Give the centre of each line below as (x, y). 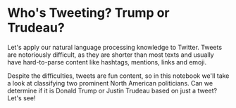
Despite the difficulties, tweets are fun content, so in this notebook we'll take (118, 76)
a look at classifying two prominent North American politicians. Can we (110, 83)
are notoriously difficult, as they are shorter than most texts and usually (111, 55)
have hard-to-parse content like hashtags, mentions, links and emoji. (107, 62)
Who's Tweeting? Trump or (89, 13)
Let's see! (21, 98)
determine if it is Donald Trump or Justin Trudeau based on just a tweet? (112, 90)
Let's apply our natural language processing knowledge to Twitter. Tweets (115, 47)
